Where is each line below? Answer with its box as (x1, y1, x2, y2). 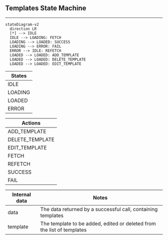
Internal (12, 191, 31, 198)
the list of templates (40, 226, 87, 233)
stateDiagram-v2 (5, 22, 39, 27)
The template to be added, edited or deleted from (40, 220, 156, 227)
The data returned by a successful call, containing (40, 205, 158, 212)
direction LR (9, 26, 37, 31)
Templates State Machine (5, 4, 86, 12)
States (10, 72, 27, 79)
